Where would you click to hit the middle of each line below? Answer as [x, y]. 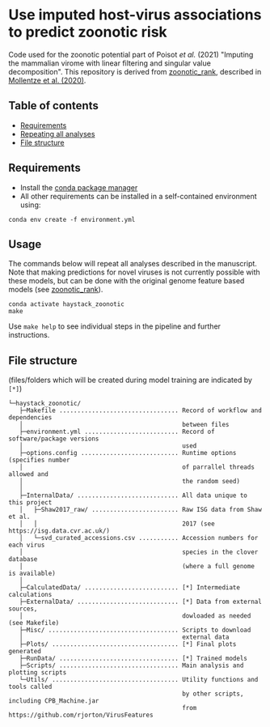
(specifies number [39, 460]
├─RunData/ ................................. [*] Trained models [133, 659]
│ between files [124, 425]
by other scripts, [213, 694]
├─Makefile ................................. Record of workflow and [141, 410]
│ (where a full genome [137, 567]
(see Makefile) [34, 623]
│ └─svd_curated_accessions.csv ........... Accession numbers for [139, 538]
